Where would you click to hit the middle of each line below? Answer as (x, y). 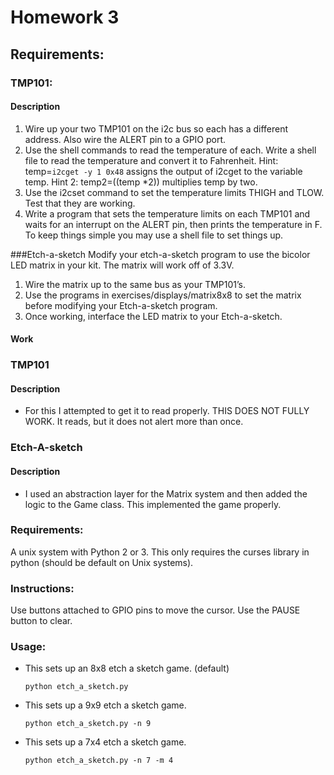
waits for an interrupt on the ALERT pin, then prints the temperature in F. (173, 224)
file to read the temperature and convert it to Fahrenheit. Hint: (151, 160)
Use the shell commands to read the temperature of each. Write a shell (170, 150)
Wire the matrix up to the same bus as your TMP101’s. (135, 284)
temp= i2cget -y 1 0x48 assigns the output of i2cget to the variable (163, 171)
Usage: (28, 647)
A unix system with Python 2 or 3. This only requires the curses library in (160, 552)
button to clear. (41, 621)
